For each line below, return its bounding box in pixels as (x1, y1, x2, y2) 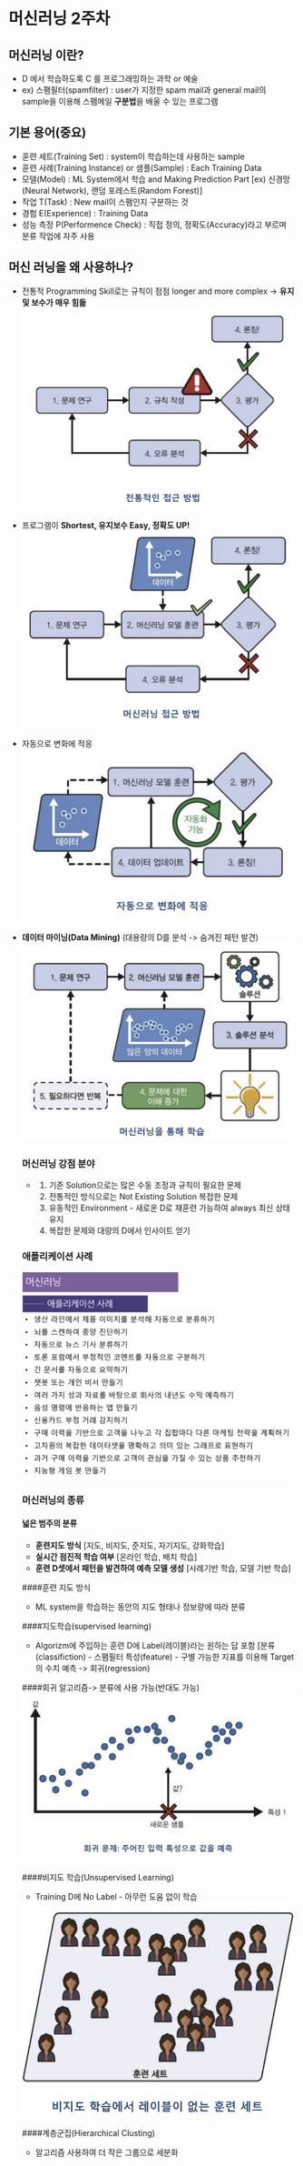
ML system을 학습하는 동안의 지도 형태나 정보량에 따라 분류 (34, 1601, 246, 1612)
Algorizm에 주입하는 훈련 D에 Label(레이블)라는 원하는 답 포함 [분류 (34, 1640, 276, 1650)
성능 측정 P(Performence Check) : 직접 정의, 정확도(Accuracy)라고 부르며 (21, 219, 287, 230)
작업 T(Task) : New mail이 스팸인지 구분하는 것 (21, 196, 189, 207)
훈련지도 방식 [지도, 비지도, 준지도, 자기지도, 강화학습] (34, 1539, 225, 1550)
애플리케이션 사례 (21, 1250, 93, 1263)
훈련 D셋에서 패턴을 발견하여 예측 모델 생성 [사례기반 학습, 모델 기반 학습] (34, 1562, 291, 1573)
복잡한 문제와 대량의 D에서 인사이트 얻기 (48, 1225, 191, 1237)
